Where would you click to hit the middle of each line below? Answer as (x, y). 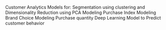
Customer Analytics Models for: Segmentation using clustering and (75, 7)
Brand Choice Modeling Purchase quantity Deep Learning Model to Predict (83, 18)
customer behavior (25, 23)
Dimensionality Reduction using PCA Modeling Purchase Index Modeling (81, 12)
